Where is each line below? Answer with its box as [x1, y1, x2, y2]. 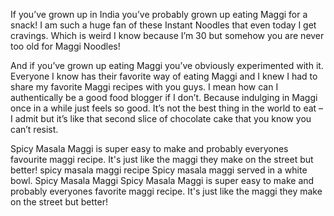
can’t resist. [10, 124, 59, 135]
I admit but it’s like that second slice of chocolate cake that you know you [10, 113, 312, 124]
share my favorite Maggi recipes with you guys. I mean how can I [10, 81, 279, 93]
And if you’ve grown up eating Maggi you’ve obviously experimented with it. [10, 60, 324, 71]
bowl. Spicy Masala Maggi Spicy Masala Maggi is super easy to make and [10, 175, 315, 186]
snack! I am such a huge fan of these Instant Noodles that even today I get [10, 19, 317, 31]
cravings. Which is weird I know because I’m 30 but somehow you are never [10, 30, 325, 41]
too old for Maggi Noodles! [10, 40, 121, 52]
